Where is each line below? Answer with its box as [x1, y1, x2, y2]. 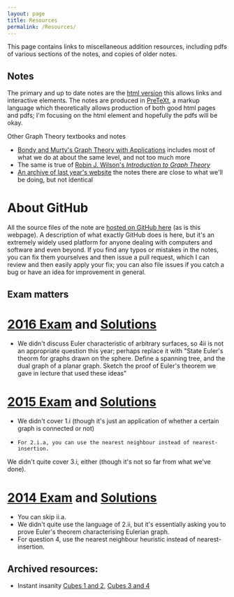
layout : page [7, 10, 45, 18]
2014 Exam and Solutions [7, 490, 157, 505]
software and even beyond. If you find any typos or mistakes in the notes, [7, 246, 219, 254]
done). [7, 465, 27, 474]
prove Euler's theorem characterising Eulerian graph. [17, 528, 170, 536]
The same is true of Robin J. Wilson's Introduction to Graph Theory [17, 160, 211, 169]
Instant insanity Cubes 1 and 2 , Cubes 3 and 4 [17, 582, 150, 590]
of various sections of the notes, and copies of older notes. [7, 50, 178, 58]
